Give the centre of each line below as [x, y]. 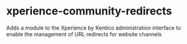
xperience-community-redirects [89, 11]
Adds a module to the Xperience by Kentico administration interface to [93, 28]
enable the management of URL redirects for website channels [84, 34]
